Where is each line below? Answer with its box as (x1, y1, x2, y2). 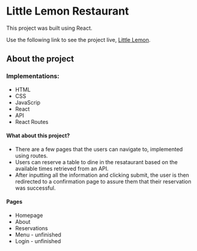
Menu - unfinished (15, 231, 62, 238)
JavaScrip (15, 98, 41, 106)
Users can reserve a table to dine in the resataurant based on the (15, 158, 178, 165)
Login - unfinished (15, 238, 61, 245)
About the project (6, 53, 75, 64)
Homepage (15, 211, 44, 219)
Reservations (15, 225, 48, 232)
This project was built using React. (6, 24, 93, 32)
